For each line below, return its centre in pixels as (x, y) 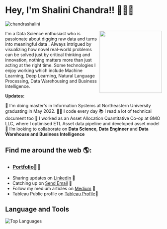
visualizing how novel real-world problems (48, 49)
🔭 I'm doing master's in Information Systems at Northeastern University (78, 105)
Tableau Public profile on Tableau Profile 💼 (55, 194)
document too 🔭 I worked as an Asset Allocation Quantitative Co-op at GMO (83, 118)
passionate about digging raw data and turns (51, 39)
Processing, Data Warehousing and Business (51, 81)
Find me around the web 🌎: (48, 150)
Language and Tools (37, 209)
